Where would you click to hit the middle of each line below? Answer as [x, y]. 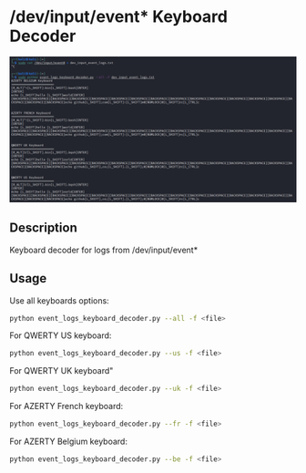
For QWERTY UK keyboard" [61, 371]
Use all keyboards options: [59, 300]
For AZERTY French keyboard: [66, 406]
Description [43, 228]
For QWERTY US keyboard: [61, 335]
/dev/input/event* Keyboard [118, 17]
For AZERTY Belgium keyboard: [68, 441]
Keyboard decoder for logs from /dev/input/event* [104, 250]
